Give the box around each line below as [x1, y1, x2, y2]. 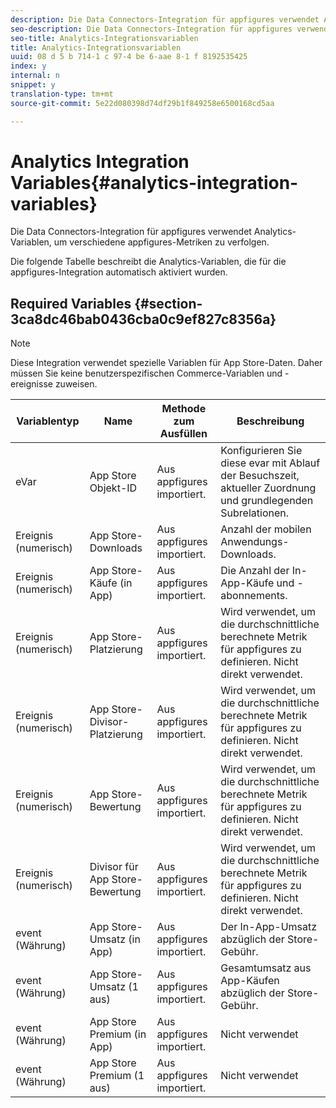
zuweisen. [54, 378, 98, 390]
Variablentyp [16, 414, 80, 428]
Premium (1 [89, 1069, 145, 1083]
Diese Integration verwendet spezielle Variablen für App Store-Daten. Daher [10, 357, 323, 369]
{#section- [134, 295, 203, 312]
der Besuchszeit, [220, 469, 300, 483]
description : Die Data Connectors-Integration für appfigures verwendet [10, 14, 320, 25]
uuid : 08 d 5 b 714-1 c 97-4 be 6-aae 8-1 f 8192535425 [10, 52, 248, 62]
